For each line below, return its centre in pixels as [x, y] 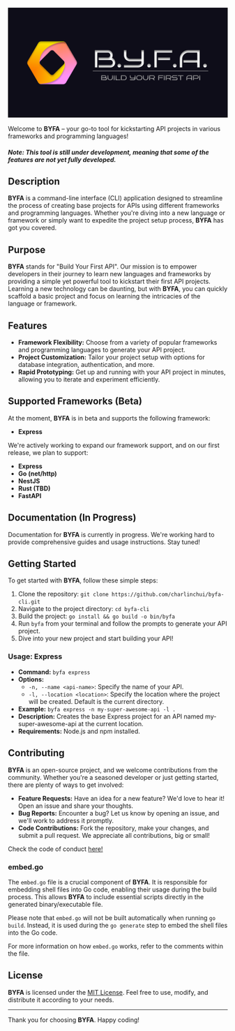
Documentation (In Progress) [72, 518]
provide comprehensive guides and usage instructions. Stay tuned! [104, 542]
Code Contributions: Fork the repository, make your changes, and [113, 828]
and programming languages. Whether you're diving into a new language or [116, 213]
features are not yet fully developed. [62, 159]
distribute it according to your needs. [61, 1000]
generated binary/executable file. [55, 904]
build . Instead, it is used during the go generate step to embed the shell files [118, 925]
